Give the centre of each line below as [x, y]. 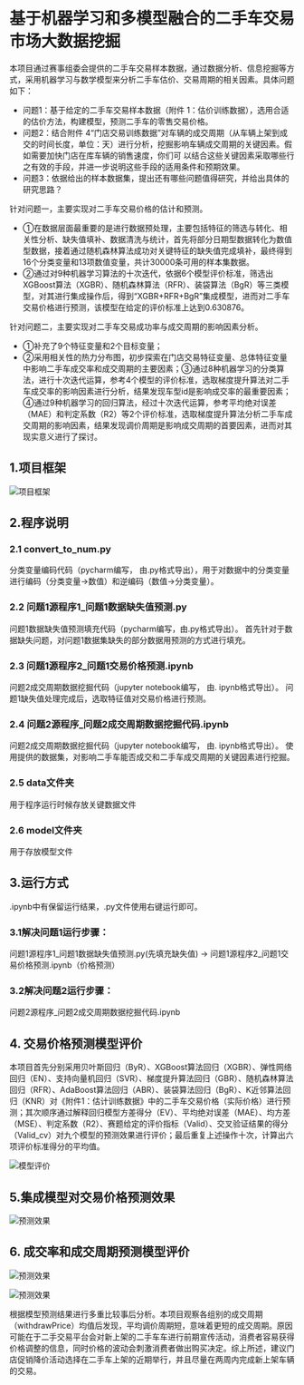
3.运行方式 [39, 883]
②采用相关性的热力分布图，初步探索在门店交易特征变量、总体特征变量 [155, 357]
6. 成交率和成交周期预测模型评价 [100, 1252]
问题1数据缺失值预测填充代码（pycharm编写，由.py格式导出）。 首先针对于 [147, 629]
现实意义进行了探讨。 [62, 436]
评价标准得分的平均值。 [61, 1146]
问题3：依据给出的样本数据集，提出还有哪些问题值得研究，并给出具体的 [156, 178]
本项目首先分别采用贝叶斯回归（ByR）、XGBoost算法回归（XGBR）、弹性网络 [151, 1068]
